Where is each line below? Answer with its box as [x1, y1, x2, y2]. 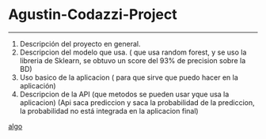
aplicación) [19, 81, 57, 90]
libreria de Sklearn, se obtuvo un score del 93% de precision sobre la [19, 55, 246, 65]
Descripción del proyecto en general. [19, 39, 141, 48]
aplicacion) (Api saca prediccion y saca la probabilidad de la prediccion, [19, 97, 255, 107]
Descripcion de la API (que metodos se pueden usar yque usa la [19, 89, 230, 99]
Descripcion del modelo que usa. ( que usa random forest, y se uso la [19, 47, 247, 57]
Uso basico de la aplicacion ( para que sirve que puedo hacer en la [19, 73, 239, 82]
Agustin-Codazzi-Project [8, 6, 178, 24]
